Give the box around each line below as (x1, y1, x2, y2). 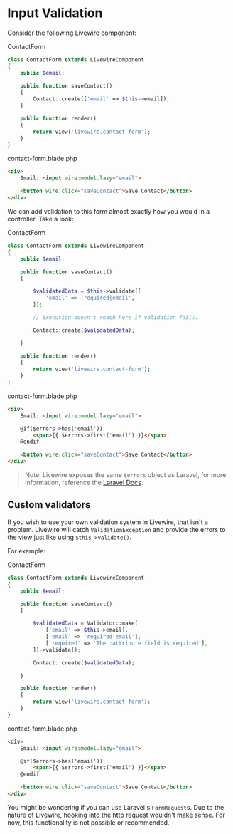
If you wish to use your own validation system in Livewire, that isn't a (7, 518, 208, 526)
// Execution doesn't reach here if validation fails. (33, 313, 199, 321)
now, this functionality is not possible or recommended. (7, 818, 170, 827)
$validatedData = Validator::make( (33, 620, 139, 627)
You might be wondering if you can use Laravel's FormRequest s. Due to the (7, 803, 224, 811)
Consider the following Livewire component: (7, 28, 137, 37)
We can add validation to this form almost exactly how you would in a (7, 207, 210, 215)
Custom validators (7, 499, 91, 511)
